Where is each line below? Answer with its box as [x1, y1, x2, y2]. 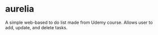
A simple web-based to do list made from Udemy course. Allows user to [5, 19, 153, 25]
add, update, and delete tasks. [5, 24, 68, 30]
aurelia [5, 3, 34, 15]
